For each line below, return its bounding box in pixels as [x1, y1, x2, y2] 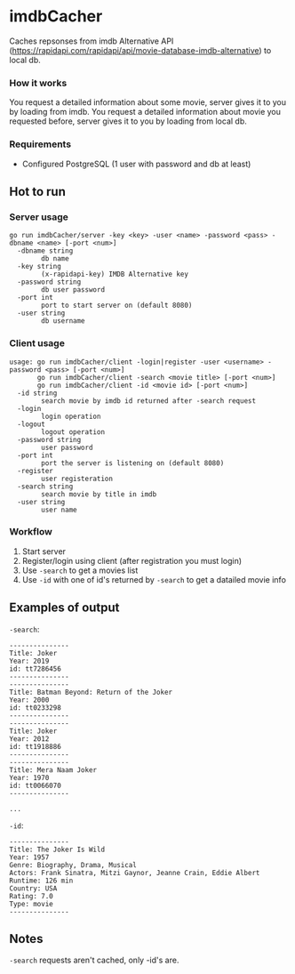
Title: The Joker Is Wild [9, 845, 105, 854]
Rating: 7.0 [9, 891, 53, 900]
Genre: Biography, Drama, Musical [9, 860, 138, 869]
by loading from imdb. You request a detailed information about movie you [9, 107, 282, 117]
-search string [17, 482, 74, 491]
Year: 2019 [9, 656, 50, 665]
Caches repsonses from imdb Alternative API [9, 36, 174, 46]
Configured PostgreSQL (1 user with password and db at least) [21, 158, 251, 169]
